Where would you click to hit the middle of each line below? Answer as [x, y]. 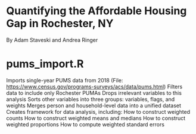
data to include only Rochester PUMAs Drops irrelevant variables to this [94, 92]
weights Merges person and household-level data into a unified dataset [94, 106]
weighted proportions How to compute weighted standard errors [85, 124]
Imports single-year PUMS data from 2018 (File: [65, 80]
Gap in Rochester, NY [60, 23]
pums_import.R [45, 64]
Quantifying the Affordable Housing [97, 11]
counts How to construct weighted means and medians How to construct [96, 118]
